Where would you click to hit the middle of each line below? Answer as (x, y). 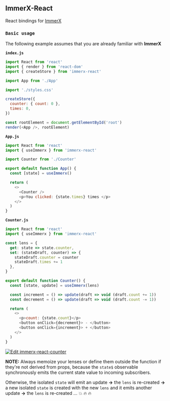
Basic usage (20, 33)
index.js (15, 53)
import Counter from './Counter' (41, 159)
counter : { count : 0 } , (35, 104)
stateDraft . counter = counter (47, 257)
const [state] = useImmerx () (41, 173)
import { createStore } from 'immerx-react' (53, 71)
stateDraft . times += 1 (39, 262)
